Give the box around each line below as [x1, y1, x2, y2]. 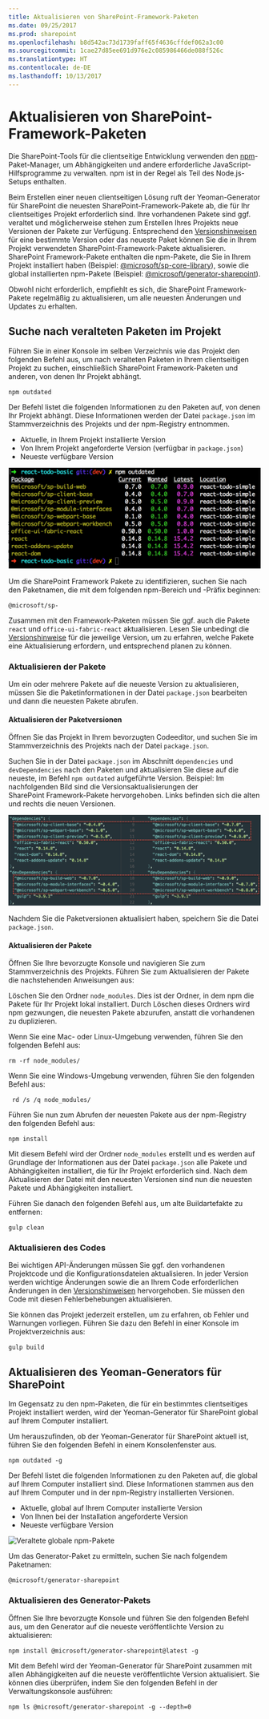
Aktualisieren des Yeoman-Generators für [8, 1365, 222, 1378]
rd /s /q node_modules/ [11, 1096, 91, 1104]
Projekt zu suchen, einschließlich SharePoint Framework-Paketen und [8, 363, 239, 373]
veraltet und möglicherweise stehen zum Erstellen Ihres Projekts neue [8, 217, 239, 228]
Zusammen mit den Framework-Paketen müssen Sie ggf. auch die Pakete [8, 615, 251, 625]
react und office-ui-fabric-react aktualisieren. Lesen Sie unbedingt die [8, 623, 250, 633]
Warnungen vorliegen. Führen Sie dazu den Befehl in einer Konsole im [8, 1318, 239, 1328]
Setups [8, 176, 32, 186]
